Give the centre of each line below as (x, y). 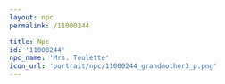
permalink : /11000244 (50, 26)
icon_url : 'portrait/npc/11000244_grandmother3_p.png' (113, 66)
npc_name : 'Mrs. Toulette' (59, 58)
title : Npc (29, 42)
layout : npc (31, 17)
